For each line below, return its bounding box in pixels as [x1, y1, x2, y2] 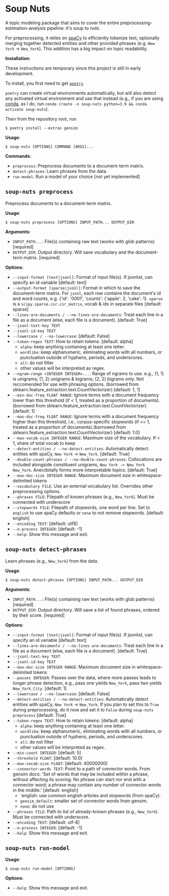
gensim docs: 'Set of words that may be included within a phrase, [12, 771, 149, 777]
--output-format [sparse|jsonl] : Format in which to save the [12, 284, 141, 290]
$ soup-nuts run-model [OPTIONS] [5, 866, 76, 871]
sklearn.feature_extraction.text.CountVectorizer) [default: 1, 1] [12, 386, 140, 392]
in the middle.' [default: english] [12, 787, 79, 793]
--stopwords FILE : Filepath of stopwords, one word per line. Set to [12, 504, 150, 510]
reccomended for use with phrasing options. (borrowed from [12, 381, 139, 387]
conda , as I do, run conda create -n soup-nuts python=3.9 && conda [5, 100, 147, 106]
